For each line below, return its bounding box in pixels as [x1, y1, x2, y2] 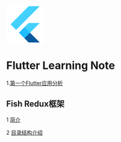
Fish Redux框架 [6, 99, 65, 109]
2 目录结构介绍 [6, 129, 43, 136]
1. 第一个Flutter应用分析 [6, 79, 63, 86]
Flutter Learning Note [6, 59, 116, 73]
